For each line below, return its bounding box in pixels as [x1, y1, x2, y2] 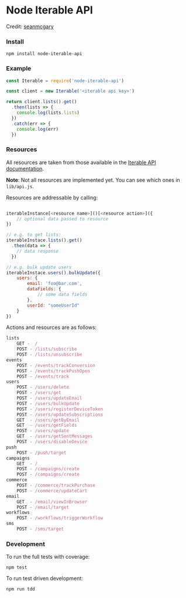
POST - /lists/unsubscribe [16, 352, 82, 358]
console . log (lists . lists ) [16, 110, 80, 116]
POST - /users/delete [16, 385, 69, 390]
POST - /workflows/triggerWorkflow [16, 515, 104, 521]
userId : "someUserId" [27, 303, 80, 308]
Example [6, 64, 32, 73]
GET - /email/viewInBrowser [16, 499, 88, 505]
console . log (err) [16, 126, 59, 132]
